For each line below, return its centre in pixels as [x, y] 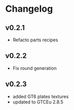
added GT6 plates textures [41, 96]
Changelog [29, 9]
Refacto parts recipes [35, 40]
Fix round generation [35, 68]
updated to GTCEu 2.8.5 [38, 102]
